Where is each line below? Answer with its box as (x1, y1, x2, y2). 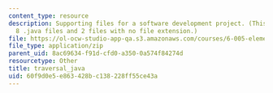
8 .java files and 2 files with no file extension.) (15, 27, 198, 35)
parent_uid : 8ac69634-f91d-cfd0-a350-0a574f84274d (8, 49, 184, 57)
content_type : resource (8, 11, 89, 20)
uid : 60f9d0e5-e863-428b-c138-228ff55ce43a (8, 72, 158, 80)
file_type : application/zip (8, 42, 104, 50)
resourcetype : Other (8, 57, 79, 66)
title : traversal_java (8, 65, 85, 73)
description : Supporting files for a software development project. (8, 19, 245, 27)
